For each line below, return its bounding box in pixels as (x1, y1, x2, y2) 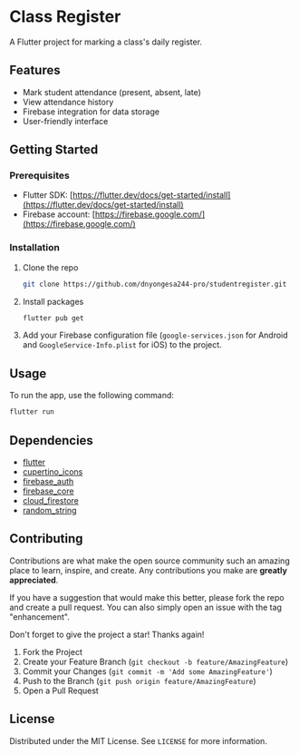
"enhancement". (9, 611, 71, 622)
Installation (9, 241, 61, 254)
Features (9, 63, 61, 78)
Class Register (9, 6, 121, 27)
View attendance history (22, 96, 114, 107)
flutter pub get (22, 313, 84, 323)
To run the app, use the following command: (9, 390, 175, 401)
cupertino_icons (22, 465, 83, 477)
